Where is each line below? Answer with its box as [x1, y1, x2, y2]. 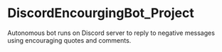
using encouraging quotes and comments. [7, 36, 132, 44]
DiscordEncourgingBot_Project [7, 5, 194, 21]
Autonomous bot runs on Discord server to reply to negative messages [7, 28, 216, 37]
